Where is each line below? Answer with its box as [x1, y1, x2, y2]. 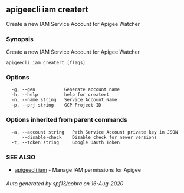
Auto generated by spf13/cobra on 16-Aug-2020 [6, 179, 124, 187]
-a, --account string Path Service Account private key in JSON [11, 129, 178, 135]
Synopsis [6, 35, 34, 43]
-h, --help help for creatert [11, 92, 110, 98]
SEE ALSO [6, 153, 36, 161]
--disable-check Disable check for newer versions [21, 134, 157, 140]
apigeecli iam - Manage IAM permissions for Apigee [14, 167, 142, 173]
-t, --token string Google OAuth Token [11, 139, 120, 145]
